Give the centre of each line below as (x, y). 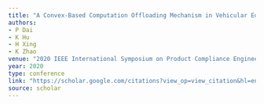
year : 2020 (26, 66)
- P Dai (21, 30)
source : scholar (35, 88)
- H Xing (22, 45)
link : (17, 81)
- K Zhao (22, 52)
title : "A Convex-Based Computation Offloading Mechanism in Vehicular (128, 15)
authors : (22, 23)
